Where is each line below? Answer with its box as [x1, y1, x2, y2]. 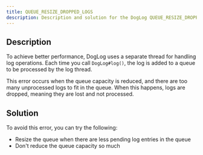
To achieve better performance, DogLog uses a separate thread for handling [6, 53, 196, 61]
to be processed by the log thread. [6, 66, 92, 73]
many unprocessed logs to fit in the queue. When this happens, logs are [6, 84, 185, 91]
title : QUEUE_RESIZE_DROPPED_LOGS [6, 8, 94, 15]
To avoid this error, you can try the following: [6, 124, 118, 131]
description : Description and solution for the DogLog [6, 15, 147, 21]
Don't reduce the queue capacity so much [14, 142, 120, 150]
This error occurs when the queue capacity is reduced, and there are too [6, 77, 188, 85]
